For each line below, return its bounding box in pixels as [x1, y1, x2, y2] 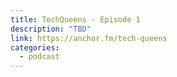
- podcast [19, 52, 60, 62]
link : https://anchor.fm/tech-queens [10, 33, 168, 43]
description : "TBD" [10, 24, 92, 34]
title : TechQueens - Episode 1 [10, 14, 141, 25]
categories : [10, 42, 60, 53]
